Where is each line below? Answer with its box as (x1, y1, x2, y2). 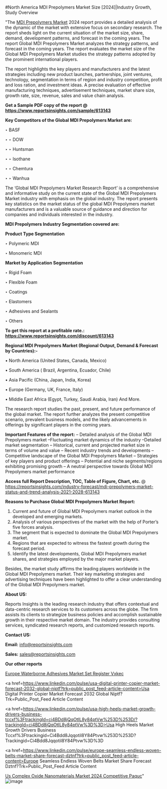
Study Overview (5, 9, 38, 15)
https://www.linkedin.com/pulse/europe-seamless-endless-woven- (22, 748, 162, 753)
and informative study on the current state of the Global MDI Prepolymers (5, 190, 156, 196)
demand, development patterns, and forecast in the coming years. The (5, 35, 151, 41)
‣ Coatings (5, 289, 27, 295)
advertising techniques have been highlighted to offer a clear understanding (5, 576, 162, 582)
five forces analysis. (12, 524, 54, 530)
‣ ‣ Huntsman (5, 146, 34, 152)
